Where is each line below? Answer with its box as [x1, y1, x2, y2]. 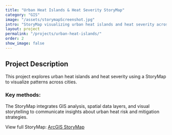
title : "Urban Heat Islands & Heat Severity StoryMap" [5, 7, 125, 13]
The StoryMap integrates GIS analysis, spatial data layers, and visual [5, 103, 150, 109]
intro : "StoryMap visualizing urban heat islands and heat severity [5, 21, 155, 27]
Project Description [5, 60, 69, 69]
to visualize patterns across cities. [5, 79, 77, 85]
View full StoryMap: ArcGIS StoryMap [5, 124, 84, 130]
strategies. [5, 114, 28, 120]
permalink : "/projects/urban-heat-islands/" [5, 31, 102, 36]
